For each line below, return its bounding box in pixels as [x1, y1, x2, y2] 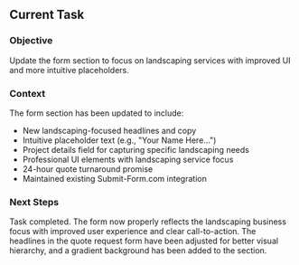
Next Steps [9, 195, 60, 208]
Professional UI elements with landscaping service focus [22, 154, 234, 165]
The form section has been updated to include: [9, 108, 184, 118]
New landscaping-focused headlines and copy [22, 125, 197, 136]
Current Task [9, 7, 85, 23]
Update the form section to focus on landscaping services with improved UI [9, 54, 291, 66]
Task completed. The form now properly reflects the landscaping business [9, 216, 287, 227]
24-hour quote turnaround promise [22, 163, 154, 175]
